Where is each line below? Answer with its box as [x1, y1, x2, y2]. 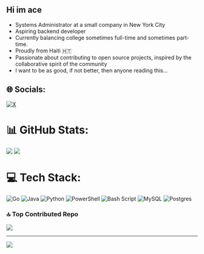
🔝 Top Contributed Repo [6, 210, 79, 219]
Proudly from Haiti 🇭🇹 [15, 47, 72, 54]
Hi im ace [6, 5, 42, 15]
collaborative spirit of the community [15, 60, 107, 68]
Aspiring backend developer [15, 27, 86, 35]
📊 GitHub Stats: [6, 123, 89, 136]
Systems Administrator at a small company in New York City [15, 21, 166, 28]
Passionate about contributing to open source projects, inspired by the [15, 54, 192, 61]
